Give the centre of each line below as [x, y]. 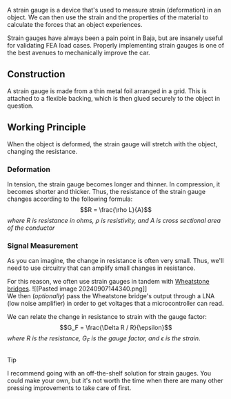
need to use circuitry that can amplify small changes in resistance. [101, 268]
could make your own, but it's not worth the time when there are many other [115, 381]
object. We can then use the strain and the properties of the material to [108, 17]
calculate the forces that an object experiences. [75, 25]
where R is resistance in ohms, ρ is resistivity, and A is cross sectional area [114, 220]
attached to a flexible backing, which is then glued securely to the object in [114, 98]
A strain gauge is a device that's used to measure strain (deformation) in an [114, 10]
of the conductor [31, 228]
